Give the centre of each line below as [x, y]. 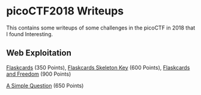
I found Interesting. [30, 34]
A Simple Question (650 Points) [45, 85]
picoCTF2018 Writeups [65, 11]
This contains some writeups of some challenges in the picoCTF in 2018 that [101, 28]
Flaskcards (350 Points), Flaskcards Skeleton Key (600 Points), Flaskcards [98, 67]
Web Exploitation [39, 53]
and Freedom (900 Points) [39, 74]
